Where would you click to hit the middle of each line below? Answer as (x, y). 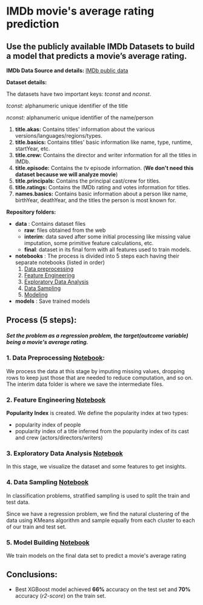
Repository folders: (31, 212)
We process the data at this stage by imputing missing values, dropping (95, 371)
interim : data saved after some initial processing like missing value (107, 237)
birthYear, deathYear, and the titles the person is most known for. (96, 200)
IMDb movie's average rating (80, 11)
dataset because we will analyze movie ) (66, 174)
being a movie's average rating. (47, 342)
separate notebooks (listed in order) (60, 262)
